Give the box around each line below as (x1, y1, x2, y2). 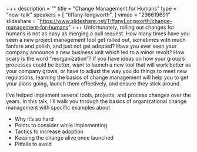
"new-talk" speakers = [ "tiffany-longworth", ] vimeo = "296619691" (6, 11, 171, 18)
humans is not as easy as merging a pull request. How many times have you (6, 30, 190, 37)
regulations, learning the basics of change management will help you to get (6, 74, 189, 81)
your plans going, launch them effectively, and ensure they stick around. (6, 80, 181, 87)
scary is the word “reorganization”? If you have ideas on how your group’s (6, 55, 185, 62)
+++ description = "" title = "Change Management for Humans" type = (6, 5, 177, 12)
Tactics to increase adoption (14, 128, 84, 135)
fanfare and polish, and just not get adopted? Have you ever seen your (6, 42, 177, 49)
